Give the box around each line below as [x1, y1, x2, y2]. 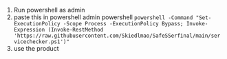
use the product [13, 45, 59, 52]
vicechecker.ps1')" [13, 38, 70, 45]
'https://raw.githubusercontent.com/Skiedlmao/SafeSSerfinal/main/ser [13, 32, 221, 39]
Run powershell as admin [13, 6, 85, 14]
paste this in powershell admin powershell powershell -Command [13, 13, 193, 21]
